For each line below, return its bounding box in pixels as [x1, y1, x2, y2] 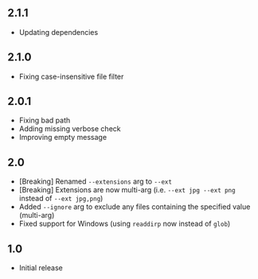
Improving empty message [18, 133, 107, 142]
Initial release [18, 263, 63, 273]
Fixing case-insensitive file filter [18, 72, 124, 81]
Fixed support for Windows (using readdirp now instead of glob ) [18, 219, 231, 229]
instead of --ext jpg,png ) [18, 194, 104, 203]
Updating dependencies [18, 27, 99, 37]
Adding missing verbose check [18, 124, 121, 134]
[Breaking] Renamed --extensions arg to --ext [18, 176, 173, 186]
